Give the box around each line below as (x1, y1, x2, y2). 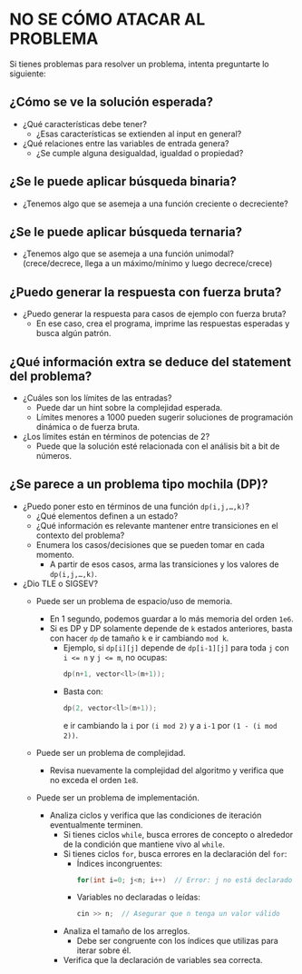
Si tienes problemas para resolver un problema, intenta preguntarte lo (9, 58, 269, 69)
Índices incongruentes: (76, 858, 163, 869)
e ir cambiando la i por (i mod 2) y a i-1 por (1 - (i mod (63, 720, 278, 730)
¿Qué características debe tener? (22, 118, 148, 129)
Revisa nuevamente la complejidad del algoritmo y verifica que (49, 764, 284, 776)
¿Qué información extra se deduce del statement (9, 354, 292, 370)
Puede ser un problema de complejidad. (35, 747, 186, 758)
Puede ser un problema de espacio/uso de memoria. (35, 595, 233, 606)
